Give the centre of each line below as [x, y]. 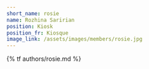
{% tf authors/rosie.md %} [44, 59]
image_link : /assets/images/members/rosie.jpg [74, 39]
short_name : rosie [33, 13]
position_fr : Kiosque [38, 33]
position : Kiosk [30, 26]
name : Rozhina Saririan [41, 20]
